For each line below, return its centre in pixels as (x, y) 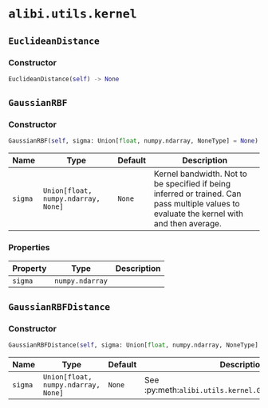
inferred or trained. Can (197, 194)
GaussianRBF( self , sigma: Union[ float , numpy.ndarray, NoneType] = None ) (134, 141)
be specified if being (192, 184)
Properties (29, 248)
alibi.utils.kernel (73, 14)
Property (30, 268)
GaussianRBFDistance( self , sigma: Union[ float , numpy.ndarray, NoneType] (134, 345)
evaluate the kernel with (198, 214)
